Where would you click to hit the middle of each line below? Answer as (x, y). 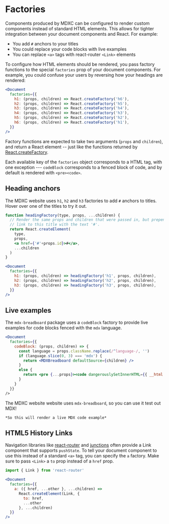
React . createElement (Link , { (49, 493)
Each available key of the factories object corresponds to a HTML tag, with (84, 162)
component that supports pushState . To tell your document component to (81, 450)
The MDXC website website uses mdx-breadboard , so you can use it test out (83, 403)
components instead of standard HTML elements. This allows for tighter (80, 28)
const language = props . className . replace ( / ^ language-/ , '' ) (84, 351)
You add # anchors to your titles (46, 43)
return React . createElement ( (40, 229)
